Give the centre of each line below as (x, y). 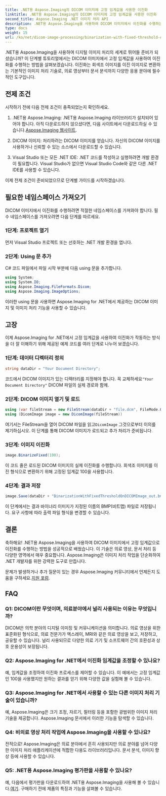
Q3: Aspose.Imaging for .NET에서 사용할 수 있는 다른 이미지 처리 (80, 693)
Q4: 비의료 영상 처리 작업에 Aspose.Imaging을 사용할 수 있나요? (78, 732)
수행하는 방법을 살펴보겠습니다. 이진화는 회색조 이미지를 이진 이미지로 (81, 65)
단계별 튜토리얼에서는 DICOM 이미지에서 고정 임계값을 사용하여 (90, 58)
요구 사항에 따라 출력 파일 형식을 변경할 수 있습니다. (61, 512)
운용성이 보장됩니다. (29, 647)
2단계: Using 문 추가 (28, 256)
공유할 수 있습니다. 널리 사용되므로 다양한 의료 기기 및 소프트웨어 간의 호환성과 (80, 640)
